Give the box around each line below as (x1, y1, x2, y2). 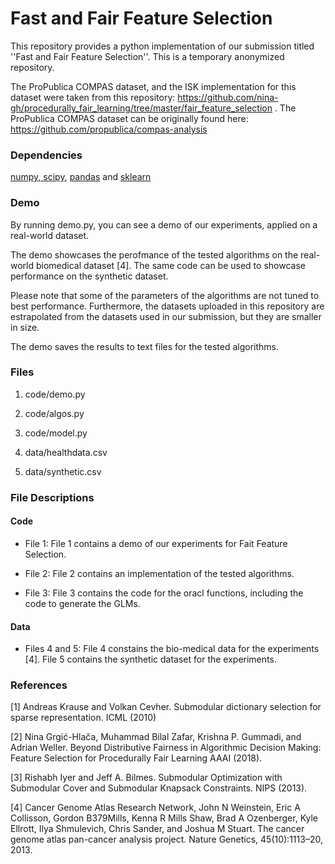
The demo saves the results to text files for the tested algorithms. (10, 340, 280, 352)
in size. (10, 321, 40, 333)
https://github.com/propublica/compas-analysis (10, 123, 208, 135)
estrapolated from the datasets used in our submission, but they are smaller (10, 310, 322, 322)
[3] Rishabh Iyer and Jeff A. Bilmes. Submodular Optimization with (10, 772, 283, 784)
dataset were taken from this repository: (10, 91, 176, 103)
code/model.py (24, 427, 88, 439)
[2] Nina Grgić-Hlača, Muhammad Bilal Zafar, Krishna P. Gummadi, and (10, 731, 302, 743)
